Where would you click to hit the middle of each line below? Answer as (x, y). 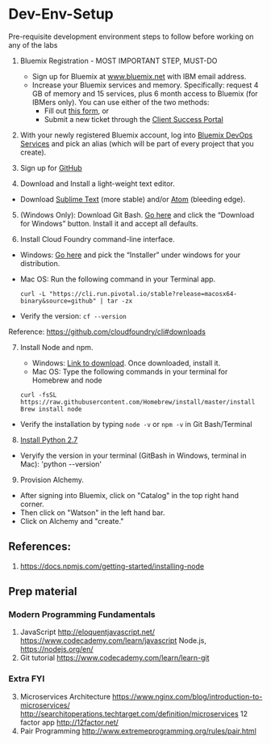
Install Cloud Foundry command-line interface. (97, 239)
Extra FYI (27, 678)
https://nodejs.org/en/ (57, 649)
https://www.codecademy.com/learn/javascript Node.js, (113, 640)
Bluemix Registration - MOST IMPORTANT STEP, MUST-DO (119, 61)
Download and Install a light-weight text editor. (97, 184)
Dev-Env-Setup (61, 14)
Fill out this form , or (77, 111)
